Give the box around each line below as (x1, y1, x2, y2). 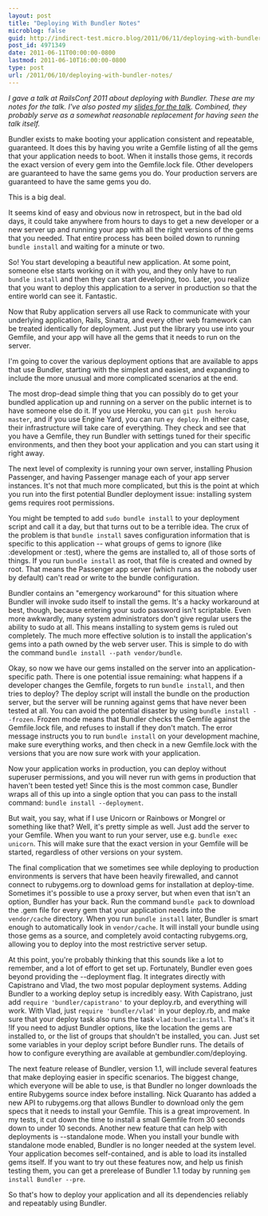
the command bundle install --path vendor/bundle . (8, 647, 183, 657)
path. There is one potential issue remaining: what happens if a (36, 671, 243, 681)
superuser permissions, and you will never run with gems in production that (8, 772, 257, 782)
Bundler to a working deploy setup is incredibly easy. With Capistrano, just (8, 989, 253, 998)
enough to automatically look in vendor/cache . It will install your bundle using (8, 922, 259, 932)
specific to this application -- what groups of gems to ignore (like (8, 538, 222, 548)
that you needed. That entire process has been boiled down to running (8, 233, 240, 242)
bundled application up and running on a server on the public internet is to (8, 397, 253, 406)
